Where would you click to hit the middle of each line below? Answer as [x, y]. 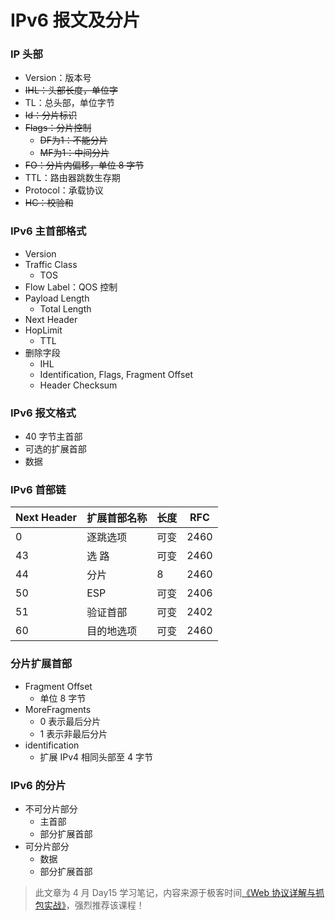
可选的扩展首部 [55, 449]
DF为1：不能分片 [73, 140]
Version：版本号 [58, 78]
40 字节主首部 [53, 437]
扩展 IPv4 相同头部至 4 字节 [96, 757]
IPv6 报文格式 [43, 413]
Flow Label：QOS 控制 [71, 287]
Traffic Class [51, 264]
